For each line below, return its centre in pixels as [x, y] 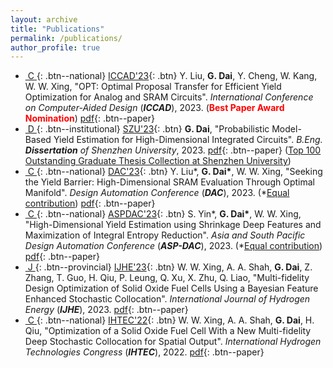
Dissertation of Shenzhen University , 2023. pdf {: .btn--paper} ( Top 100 [173, 150]
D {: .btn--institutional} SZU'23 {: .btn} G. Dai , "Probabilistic [148, 129]
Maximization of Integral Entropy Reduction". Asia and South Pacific [165, 235]
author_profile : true [55, 47]
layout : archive [44, 19]
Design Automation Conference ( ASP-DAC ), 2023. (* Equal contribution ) [173, 246]
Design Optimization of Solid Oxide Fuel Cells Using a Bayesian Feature [171, 288]
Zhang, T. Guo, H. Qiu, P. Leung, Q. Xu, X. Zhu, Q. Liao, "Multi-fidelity [167, 278]
